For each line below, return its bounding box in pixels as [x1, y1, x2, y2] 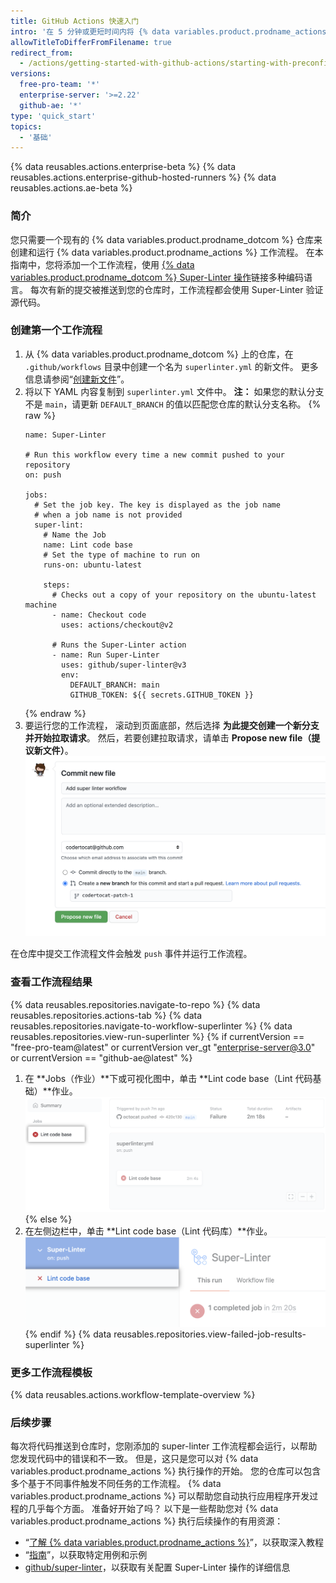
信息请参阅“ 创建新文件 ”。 [24, 373, 130, 385]
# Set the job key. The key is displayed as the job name [34, 500, 281, 510]
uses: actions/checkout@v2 [61, 620, 174, 630]
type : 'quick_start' [10, 111, 97, 121]
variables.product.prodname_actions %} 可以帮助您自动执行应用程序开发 [10, 1490, 310, 1502]
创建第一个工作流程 [10, 323, 103, 337]
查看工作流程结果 [10, 975, 93, 989]
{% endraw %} [24, 707, 87, 719]
